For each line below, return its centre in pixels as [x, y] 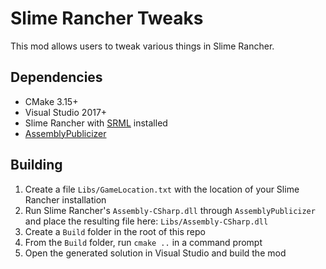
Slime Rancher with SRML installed [96, 123]
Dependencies [56, 77]
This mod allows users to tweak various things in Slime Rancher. [142, 46]
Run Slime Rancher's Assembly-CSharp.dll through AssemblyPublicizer [170, 210]
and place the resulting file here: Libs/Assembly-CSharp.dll [146, 221]
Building [36, 165]
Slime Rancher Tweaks [107, 18]
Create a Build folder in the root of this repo [115, 231]
